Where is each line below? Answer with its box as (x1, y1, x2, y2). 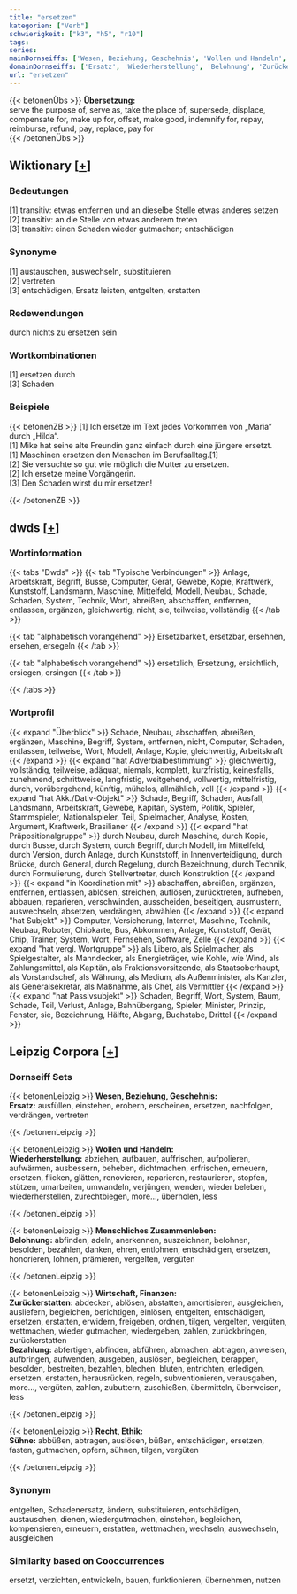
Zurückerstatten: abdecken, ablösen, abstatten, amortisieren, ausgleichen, (9, 1297, 285, 1308)
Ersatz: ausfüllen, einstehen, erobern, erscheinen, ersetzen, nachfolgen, (9, 1100, 274, 1111)
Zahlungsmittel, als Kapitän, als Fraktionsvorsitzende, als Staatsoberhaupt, (9, 962, 281, 973)
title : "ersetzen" (9, 12, 77, 22)
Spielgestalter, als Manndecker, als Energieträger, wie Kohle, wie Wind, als (9, 953, 280, 963)
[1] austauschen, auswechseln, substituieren (9, 266, 171, 276)
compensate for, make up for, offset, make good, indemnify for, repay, (9, 113, 264, 124)
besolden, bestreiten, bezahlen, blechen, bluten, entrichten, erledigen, (9, 1364, 265, 1374)
